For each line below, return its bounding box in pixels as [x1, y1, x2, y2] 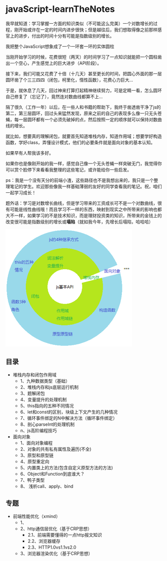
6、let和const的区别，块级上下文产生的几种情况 [20, 409, 118, 415]
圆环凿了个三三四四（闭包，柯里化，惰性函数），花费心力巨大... [5, 77, 133, 83]
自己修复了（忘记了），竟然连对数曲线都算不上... [5, 93, 103, 100]
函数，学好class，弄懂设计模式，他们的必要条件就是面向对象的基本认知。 [5, 139, 156, 145]
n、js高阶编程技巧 [20, 427, 57, 433]
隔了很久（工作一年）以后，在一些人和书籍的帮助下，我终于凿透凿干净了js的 [5, 104, 161, 110]
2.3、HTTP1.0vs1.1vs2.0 [27, 544, 76, 550]
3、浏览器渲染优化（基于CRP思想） [20, 550, 93, 556]
